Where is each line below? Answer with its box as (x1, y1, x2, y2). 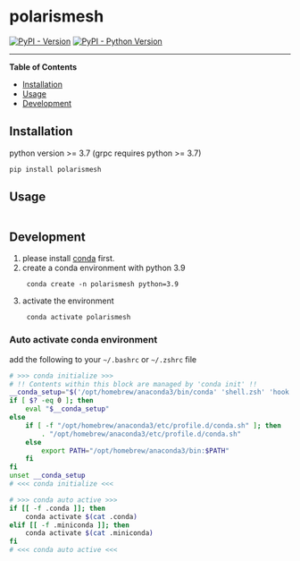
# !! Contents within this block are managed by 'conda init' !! (9, 379, 257, 388)
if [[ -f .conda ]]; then (9, 504, 105, 513)
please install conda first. (21, 253, 115, 264)
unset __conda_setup (9, 472, 87, 480)
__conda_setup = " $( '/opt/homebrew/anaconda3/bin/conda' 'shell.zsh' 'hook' (9, 387, 294, 397)
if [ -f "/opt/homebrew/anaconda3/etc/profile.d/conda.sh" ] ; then (25, 421, 281, 430)
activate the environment (21, 295, 114, 306)
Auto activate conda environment (9, 334, 158, 346)
